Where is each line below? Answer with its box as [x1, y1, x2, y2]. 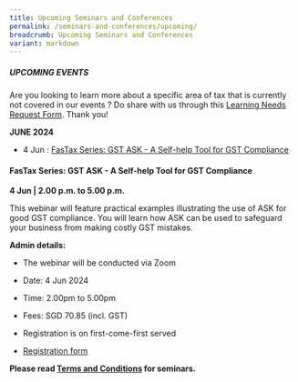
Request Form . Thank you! [9, 109, 109, 120]
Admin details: [9, 240, 67, 251]
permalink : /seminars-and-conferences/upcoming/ [9, 22, 198, 31]
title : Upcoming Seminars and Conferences [9, 13, 173, 23]
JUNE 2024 [9, 126, 55, 137]
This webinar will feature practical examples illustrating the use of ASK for [9, 203, 287, 214]
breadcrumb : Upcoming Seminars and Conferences [9, 30, 194, 39]
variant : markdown [9, 38, 79, 48]
